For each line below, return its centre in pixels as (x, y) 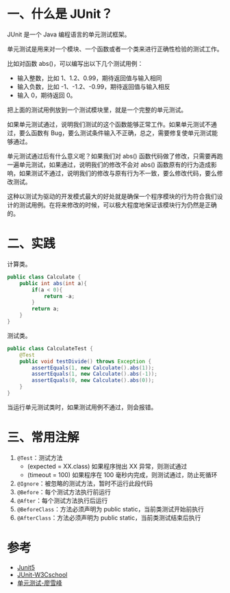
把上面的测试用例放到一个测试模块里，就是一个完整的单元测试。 (97, 110)
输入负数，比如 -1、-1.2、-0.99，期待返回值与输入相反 (93, 86)
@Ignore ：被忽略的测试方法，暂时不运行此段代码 (85, 483)
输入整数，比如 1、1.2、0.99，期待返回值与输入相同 (89, 78)
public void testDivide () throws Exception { (86, 361)
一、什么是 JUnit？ (60, 14)
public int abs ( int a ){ (53, 283)
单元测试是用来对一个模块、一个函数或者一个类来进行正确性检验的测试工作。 (115, 49)
